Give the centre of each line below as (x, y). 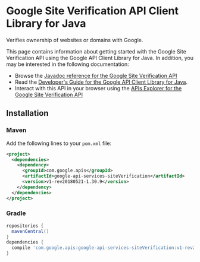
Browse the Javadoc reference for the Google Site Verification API (96, 75)
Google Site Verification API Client (92, 11)
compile (21, 248)
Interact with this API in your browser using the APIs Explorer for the (98, 88)
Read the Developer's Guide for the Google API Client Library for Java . (101, 82)
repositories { (25, 226)
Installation (27, 113)
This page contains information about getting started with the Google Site (96, 51)
